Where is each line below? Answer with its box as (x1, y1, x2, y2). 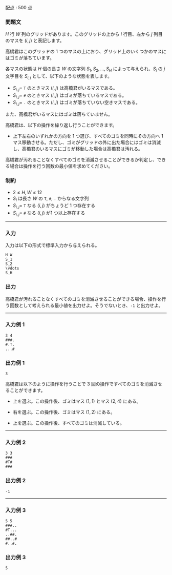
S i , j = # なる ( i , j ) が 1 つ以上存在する (12, 210, 85, 217)
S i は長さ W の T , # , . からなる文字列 (12, 195, 89, 202)
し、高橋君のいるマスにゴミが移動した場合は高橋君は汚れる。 (12, 146, 143, 152)
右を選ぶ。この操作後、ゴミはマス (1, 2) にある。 (12, 409, 115, 415)
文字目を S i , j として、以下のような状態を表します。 (5, 73, 113, 80)
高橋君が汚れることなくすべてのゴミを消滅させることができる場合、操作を (5, 296, 162, 302)
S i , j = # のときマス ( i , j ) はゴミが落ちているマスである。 (12, 92, 127, 99)
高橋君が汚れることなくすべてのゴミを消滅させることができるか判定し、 (5, 157, 157, 163)
